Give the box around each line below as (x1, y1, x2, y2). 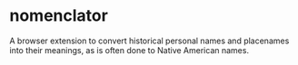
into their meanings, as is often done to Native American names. (9, 44, 250, 55)
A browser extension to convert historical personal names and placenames (9, 35, 290, 46)
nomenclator (9, 5, 109, 26)
